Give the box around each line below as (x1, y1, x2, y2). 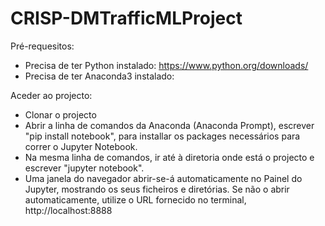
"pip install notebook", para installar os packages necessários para (24, 130, 301, 142)
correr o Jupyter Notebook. (24, 140, 138, 152)
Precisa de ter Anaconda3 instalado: (24, 70, 175, 82)
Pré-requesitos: (10, 40, 75, 52)
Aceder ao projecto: (10, 89, 93, 101)
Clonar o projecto (24, 108, 97, 121)
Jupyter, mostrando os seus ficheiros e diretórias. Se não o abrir (24, 183, 290, 195)
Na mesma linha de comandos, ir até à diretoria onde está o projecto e (24, 151, 315, 163)
